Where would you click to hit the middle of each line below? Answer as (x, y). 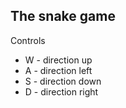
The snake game (63, 16)
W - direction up (58, 60)
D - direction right (61, 91)
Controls (28, 40)
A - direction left (58, 70)
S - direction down (63, 81)
